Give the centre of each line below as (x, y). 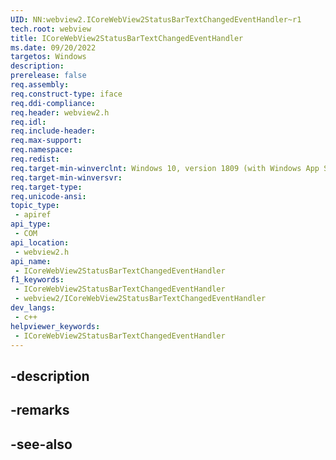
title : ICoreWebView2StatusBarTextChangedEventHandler (127, 38)
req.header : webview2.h (60, 112)
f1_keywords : (37, 280)
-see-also (41, 444)
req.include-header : (53, 131)
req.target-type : (46, 187)
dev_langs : (33, 308)
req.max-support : (46, 141)
